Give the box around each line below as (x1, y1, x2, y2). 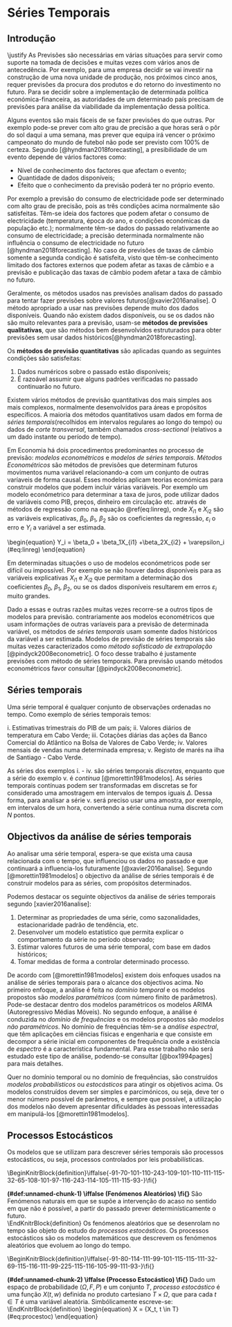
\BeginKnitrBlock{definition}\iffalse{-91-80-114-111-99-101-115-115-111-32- (7, 1255, 218, 1263)
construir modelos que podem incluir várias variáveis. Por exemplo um (7, 483, 208, 491)
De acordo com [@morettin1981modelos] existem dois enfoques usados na (7, 970, 221, 979)
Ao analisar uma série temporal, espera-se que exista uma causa (7, 849, 193, 858)
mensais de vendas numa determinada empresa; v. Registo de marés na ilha (7, 745, 224, 754)
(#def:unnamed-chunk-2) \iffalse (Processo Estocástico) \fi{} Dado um (7, 1276, 216, 1284)
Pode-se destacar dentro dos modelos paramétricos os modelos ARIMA (7, 1000, 213, 1008)
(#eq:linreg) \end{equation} (7, 546, 85, 554)
